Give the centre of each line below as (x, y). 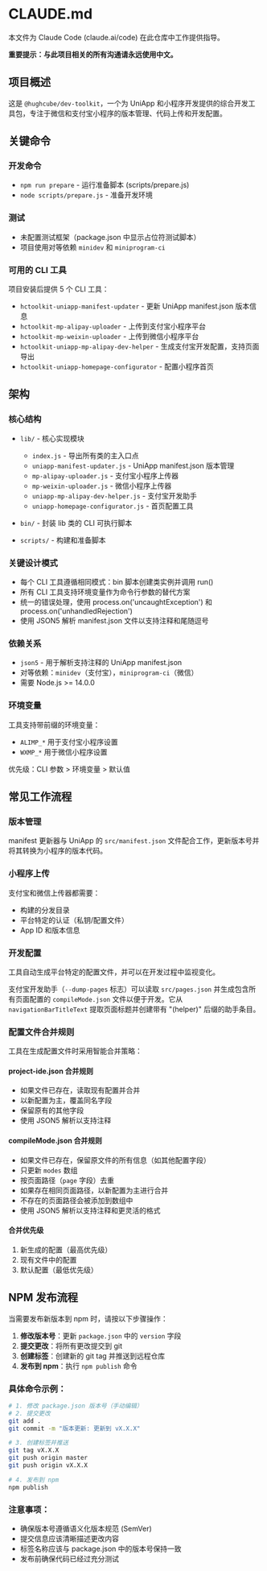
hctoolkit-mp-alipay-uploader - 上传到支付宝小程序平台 (113, 326)
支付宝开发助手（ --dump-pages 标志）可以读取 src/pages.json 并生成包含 (129, 989)
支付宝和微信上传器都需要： (54, 893)
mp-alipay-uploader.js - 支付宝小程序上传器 (105, 475)
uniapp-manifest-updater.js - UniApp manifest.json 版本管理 (133, 465)
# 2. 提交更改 (29, 1413)
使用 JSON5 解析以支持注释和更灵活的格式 (90, 1210)
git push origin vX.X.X (48, 1466)
